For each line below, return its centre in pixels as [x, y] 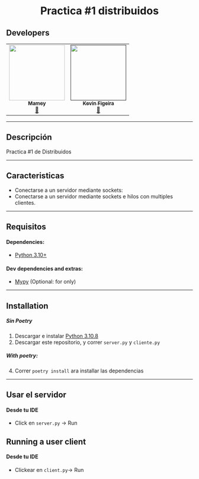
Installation [27, 306]
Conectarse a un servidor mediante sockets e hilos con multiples [94, 196]
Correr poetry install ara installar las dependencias [79, 371]
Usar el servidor [36, 395]
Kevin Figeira [98, 103]
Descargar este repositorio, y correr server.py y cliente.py [87, 342]
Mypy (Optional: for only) [45, 282]
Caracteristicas [35, 176]
